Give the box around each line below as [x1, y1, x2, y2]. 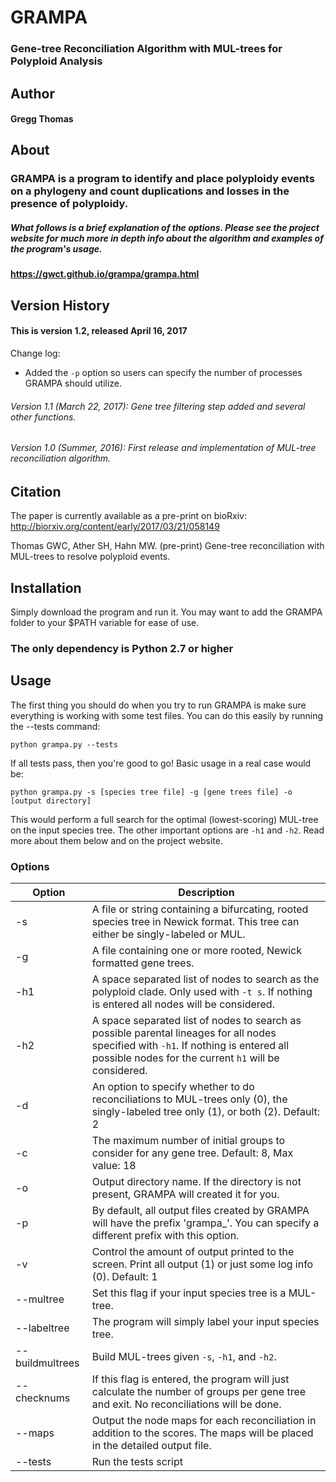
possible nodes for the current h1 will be [91, 1051, 280, 1065]
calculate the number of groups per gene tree [91, 1385, 307, 1399]
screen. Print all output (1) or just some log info [91, 1257, 314, 1271]
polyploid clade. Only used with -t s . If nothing [91, 985, 313, 999]
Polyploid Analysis [10, 54, 103, 68]
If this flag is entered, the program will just [91, 1372, 290, 1386]
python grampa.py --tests [10, 739, 118, 750]
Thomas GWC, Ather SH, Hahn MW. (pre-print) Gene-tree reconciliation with [10, 540, 325, 552]
